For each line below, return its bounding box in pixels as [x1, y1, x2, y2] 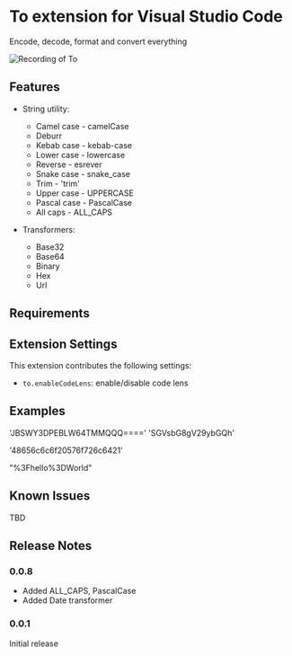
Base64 [35, 251, 65, 262]
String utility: [22, 103, 70, 114]
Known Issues [9, 488, 91, 504]
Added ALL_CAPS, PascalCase [22, 586, 137, 597]
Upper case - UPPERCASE [35, 187, 135, 199]
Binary [35, 261, 60, 271]
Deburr [35, 130, 63, 141]
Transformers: [22, 224, 75, 235]
